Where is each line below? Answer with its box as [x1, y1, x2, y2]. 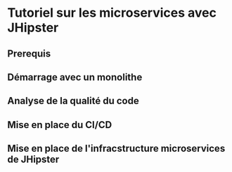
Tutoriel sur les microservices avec [7, 5, 217, 21]
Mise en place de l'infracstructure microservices [7, 143, 226, 155]
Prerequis [7, 48, 51, 59]
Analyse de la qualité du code [7, 95, 139, 107]
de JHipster [7, 154, 60, 166]
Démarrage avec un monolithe [7, 71, 143, 83]
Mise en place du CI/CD [7, 119, 112, 131]
